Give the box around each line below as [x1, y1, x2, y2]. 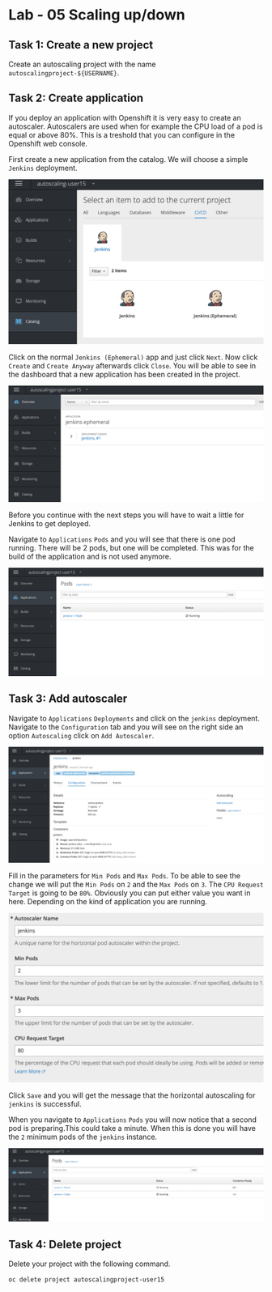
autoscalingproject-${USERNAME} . [8, 68, 120, 78]
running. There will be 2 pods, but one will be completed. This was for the [8, 543, 254, 553]
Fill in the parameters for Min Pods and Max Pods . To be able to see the [8, 871, 241, 881]
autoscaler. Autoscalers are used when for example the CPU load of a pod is [8, 121, 263, 131]
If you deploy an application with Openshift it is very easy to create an [8, 113, 241, 122]
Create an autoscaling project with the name [8, 59, 156, 69]
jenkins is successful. [8, 1099, 83, 1108]
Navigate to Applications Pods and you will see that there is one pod [8, 534, 236, 544]
